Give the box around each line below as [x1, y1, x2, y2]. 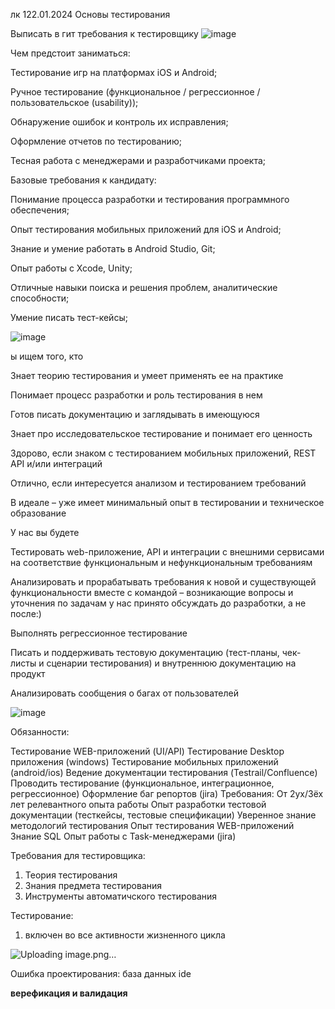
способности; [10, 292, 70, 304]
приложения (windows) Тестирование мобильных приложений [10, 756, 279, 768]
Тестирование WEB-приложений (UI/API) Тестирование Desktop [10, 745, 285, 757]
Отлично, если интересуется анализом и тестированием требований [10, 477, 307, 489]
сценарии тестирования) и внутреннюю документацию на [46, 657, 297, 669]
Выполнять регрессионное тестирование [10, 627, 188, 639]
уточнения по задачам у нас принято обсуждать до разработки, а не [10, 597, 307, 609]
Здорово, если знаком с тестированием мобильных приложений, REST [10, 447, 317, 459]
